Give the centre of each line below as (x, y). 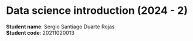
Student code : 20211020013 (40, 32)
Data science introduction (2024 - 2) (97, 11)
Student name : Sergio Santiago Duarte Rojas (60, 27)
